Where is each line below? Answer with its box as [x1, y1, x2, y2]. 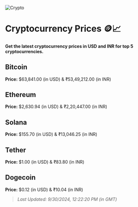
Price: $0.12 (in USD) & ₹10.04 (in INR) [5, 187, 83, 193]
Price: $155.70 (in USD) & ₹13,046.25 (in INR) [5, 131, 98, 137]
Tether [5, 146, 26, 154]
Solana [5, 118, 27, 126]
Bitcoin [5, 63, 28, 72]
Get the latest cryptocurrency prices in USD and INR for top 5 [5, 43, 134, 49]
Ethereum [5, 90, 36, 99]
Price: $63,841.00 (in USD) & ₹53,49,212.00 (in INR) [5, 76, 111, 82]
